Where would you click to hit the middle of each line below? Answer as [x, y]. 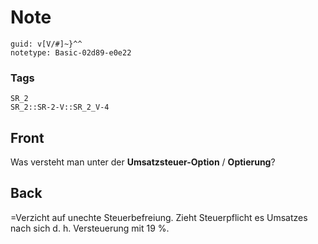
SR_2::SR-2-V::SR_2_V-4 [60, 107]
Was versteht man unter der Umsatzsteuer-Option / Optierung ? [143, 162]
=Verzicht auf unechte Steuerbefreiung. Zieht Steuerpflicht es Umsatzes [159, 217]
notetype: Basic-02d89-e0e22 [71, 52]
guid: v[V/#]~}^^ [46, 44]
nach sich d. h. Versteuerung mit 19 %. [90, 228]
